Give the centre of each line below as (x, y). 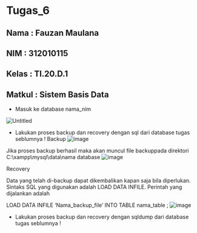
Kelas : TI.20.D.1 (37, 74)
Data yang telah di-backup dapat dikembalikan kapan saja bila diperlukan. (98, 181)
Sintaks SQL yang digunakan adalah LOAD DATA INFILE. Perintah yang (94, 187)
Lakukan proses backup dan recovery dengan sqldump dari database (102, 217)
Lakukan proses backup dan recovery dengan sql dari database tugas (102, 133)
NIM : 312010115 (37, 53)
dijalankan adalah (28, 194)
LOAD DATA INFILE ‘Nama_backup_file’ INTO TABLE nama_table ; (87, 205)
